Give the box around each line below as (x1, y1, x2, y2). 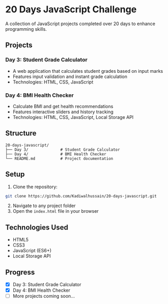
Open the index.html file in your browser (12, 208, 99, 214)
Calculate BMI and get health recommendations (12, 103, 114, 109)
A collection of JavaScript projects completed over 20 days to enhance (5, 21, 156, 27)
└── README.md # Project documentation (5, 156, 114, 161)
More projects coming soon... (12, 293, 75, 299)
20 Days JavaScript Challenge (5, 4, 137, 15)
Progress (5, 268, 35, 276)
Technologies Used (5, 223, 68, 232)
